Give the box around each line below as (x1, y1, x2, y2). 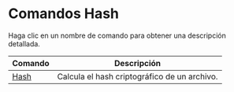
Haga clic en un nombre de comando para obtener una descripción (8, 31, 226, 40)
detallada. (8, 39, 41, 48)
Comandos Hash (8, 5, 120, 23)
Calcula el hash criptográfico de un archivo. (57, 71, 218, 82)
